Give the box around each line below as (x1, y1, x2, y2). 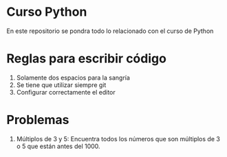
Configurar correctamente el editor (16, 88, 116, 96)
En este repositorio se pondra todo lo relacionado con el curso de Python (6, 27, 214, 35)
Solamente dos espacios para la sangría (16, 73, 130, 82)
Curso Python (6, 4, 87, 20)
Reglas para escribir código (6, 51, 166, 67)
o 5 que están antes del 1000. (16, 142, 100, 150)
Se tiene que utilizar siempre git (16, 80, 107, 89)
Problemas (6, 112, 69, 128)
